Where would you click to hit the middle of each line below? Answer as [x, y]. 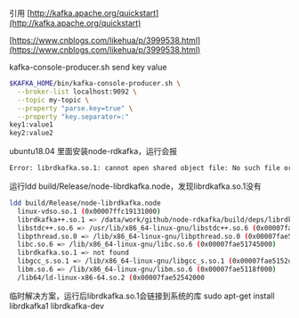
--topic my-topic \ [53, 100]
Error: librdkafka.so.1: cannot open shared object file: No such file [145, 168]
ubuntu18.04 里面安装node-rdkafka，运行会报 [93, 151]
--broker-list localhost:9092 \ [77, 92]
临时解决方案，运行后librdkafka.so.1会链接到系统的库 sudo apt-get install [142, 296]
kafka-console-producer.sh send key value [88, 67]
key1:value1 [31, 125]
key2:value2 [31, 133]
